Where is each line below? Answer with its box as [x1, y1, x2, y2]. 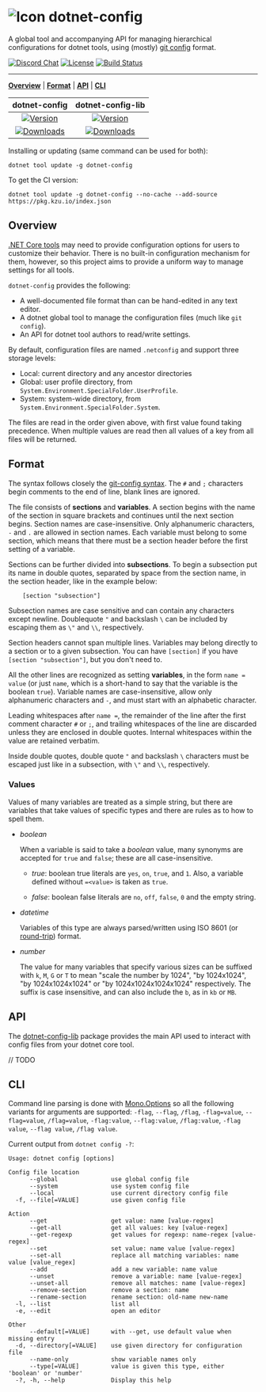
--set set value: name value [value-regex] [28, 1245, 236, 1253]
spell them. [8, 814, 45, 823]
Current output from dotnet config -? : [8, 1139, 135, 1149]
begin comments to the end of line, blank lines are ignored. [8, 487, 200, 496]
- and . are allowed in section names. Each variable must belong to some [8, 527, 247, 537]
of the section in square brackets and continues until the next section [8, 511, 234, 520]
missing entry [8, 1335, 55, 1343]
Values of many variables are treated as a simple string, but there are [8, 797, 234, 807]
